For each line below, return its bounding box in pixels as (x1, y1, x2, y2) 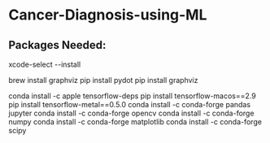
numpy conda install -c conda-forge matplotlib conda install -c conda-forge (8, 117, 263, 127)
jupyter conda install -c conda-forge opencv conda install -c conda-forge (8, 108, 255, 118)
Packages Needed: (8, 38, 107, 52)
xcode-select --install (8, 59, 81, 69)
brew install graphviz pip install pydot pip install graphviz (8, 76, 198, 84)
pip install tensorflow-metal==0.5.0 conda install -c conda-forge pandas (8, 100, 250, 109)
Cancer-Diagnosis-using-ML (8, 6, 207, 24)
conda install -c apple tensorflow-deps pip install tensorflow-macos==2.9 (8, 91, 256, 101)
